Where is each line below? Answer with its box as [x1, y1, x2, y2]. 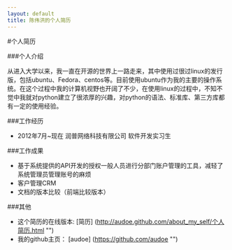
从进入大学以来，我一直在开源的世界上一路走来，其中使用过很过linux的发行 [7, 67, 223, 75]
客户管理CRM [17, 179, 57, 187]
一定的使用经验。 [13, 102, 63, 110]
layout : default [7, 10, 55, 18]
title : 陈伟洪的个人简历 [7, 17, 71, 24]
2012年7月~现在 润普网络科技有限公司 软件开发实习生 [17, 131, 171, 140]
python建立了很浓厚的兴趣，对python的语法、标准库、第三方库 [37, 92, 219, 102]
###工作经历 [7, 116, 44, 125]
